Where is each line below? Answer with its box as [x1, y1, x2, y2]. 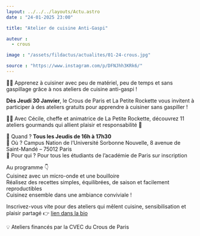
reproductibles [6, 185, 42, 192]
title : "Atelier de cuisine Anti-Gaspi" [6, 25, 109, 31]
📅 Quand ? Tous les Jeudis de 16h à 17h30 [6, 132, 112, 140]
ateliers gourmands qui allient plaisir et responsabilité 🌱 [6, 121, 142, 128]
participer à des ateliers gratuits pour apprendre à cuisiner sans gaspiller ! [6, 103, 188, 110]
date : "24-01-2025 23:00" [6, 14, 73, 20]
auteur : [6, 36, 28, 42]
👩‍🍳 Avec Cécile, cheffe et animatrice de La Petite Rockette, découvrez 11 [6, 114, 184, 122]
